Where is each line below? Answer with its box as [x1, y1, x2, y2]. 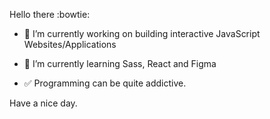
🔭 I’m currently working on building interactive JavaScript [23, 28, 261, 39]
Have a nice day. [9, 97, 78, 109]
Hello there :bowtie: [9, 9, 91, 20]
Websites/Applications [23, 39, 117, 50]
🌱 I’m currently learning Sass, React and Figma [23, 58, 217, 69]
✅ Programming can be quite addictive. [23, 77, 187, 89]
